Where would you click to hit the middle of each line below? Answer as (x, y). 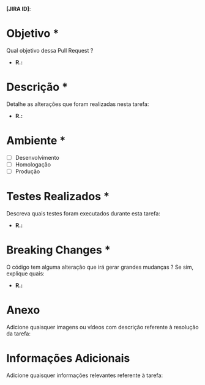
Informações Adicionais (68, 358)
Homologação (33, 164)
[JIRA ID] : (19, 9)
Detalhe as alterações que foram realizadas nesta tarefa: (78, 104)
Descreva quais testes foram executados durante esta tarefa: (83, 213)
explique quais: (25, 273)
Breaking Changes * (59, 250)
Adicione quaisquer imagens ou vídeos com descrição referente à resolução (102, 327)
